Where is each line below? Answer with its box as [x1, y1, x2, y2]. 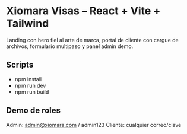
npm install [14, 75, 42, 82]
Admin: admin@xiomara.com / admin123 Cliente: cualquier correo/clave [6, 121, 182, 128]
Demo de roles [6, 106, 61, 116]
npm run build [14, 88, 49, 95]
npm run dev [14, 82, 46, 89]
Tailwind [6, 17, 49, 30]
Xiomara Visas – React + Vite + [6, 4, 161, 18]
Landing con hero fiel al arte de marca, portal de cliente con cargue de [6, 36, 179, 43]
